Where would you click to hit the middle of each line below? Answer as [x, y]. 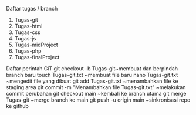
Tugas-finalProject [37, 57]
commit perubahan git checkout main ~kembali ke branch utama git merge [96, 94]
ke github [18, 106]
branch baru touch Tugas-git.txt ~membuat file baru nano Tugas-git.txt [92, 75]
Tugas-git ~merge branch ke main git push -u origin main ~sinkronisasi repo [98, 100]
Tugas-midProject [36, 45]
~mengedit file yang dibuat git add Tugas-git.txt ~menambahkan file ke [92, 81]
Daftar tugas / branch [32, 9]
